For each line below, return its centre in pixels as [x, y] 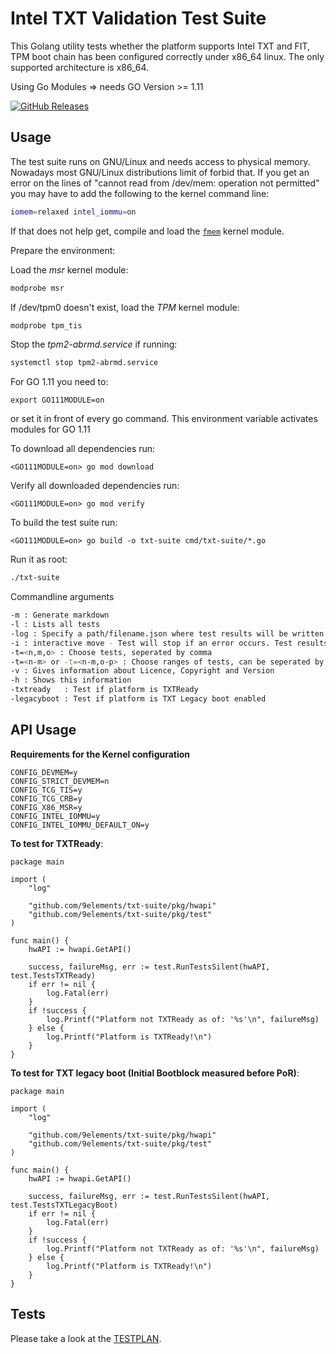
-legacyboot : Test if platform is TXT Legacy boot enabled [138, 699]
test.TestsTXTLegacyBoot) [64, 1205]
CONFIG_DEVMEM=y [44, 772]
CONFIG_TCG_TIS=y [46, 790]
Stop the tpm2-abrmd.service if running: [94, 344]
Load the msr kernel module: [69, 269]
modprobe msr [37, 288]
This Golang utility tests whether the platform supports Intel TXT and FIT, [160, 46]
